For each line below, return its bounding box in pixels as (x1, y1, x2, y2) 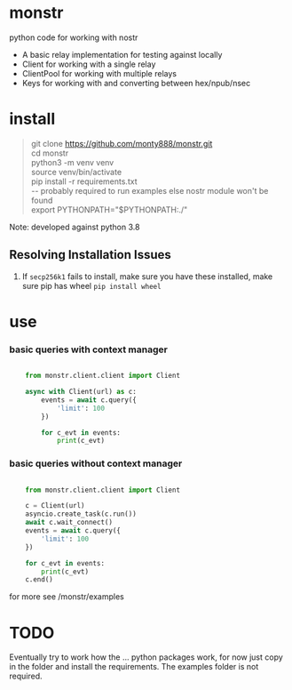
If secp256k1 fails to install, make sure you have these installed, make (21, 270, 273, 282)
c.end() (25, 575, 53, 584)
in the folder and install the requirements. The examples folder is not (9, 662, 259, 672)
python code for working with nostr (9, 32, 138, 43)
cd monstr (30, 148, 69, 158)
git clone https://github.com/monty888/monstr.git (30, 138, 213, 148)
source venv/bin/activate (30, 166, 122, 177)
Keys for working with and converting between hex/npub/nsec (21, 77, 251, 88)
